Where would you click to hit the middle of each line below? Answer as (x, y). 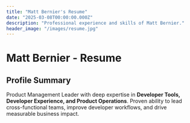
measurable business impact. (43, 114)
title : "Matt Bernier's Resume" (47, 12)
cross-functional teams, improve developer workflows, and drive (87, 107)
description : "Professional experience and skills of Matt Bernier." (96, 23)
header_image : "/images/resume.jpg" (52, 28)
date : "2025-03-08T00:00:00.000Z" (50, 17)
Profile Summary (39, 80)
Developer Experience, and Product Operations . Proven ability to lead (94, 101)
